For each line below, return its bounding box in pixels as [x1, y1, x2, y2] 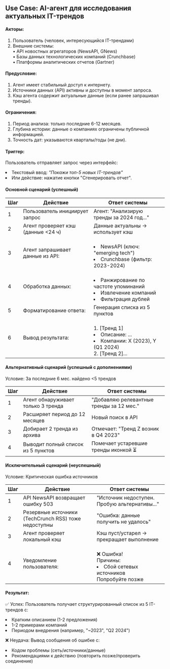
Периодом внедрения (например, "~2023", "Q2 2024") [12, 628, 131, 634]
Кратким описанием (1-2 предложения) [12, 617, 98, 623]
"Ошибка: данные [96, 512, 140, 519]
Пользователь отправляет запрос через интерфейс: [5, 159, 118, 166]
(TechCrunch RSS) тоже [23, 515, 81, 522]
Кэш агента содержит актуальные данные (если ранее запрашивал [12, 92, 159, 98]
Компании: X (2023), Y [100, 338, 157, 345]
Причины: [96, 557, 121, 564]
